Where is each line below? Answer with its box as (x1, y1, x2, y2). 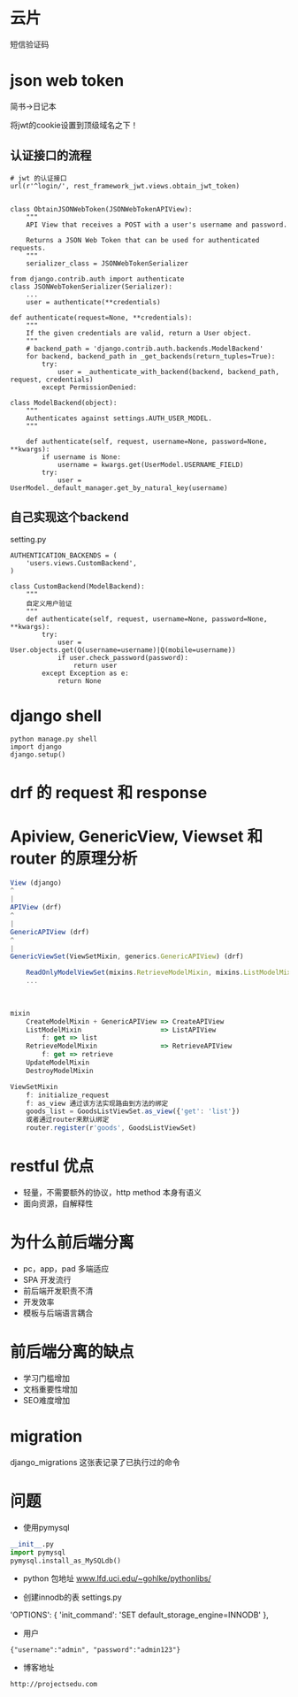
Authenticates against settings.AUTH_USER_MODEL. (26, 413, 213, 423)
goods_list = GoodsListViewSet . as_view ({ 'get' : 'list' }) (26, 1107, 241, 1116)
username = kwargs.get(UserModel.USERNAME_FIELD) (57, 460, 244, 469)
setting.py (10, 534, 47, 544)
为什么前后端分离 (10, 1232, 135, 1253)
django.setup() (10, 750, 66, 759)
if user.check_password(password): (57, 653, 189, 662)
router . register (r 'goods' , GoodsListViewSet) (26, 1124, 197, 1133)
